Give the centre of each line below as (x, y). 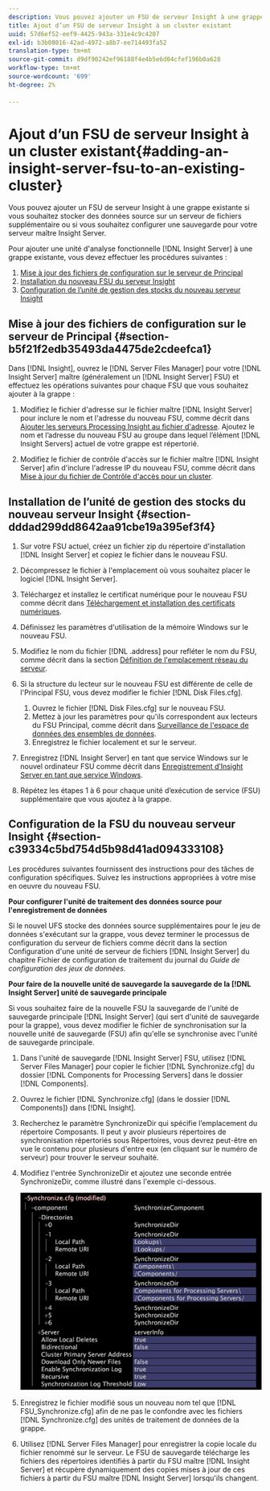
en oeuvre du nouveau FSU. (55, 885)
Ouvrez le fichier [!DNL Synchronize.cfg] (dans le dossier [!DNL (125, 1099)
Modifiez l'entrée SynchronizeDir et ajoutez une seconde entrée (126, 1173)
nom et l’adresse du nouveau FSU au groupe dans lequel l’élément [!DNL (140, 435)
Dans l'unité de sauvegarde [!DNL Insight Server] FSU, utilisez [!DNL (133, 1058)
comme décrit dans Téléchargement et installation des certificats (127, 603)
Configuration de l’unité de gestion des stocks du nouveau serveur (130, 290)
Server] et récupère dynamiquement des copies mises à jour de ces (132, 1469)
